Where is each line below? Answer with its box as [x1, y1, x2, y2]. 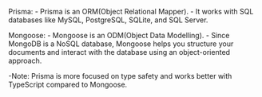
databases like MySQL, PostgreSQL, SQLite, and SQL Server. [8, 15, 208, 25]
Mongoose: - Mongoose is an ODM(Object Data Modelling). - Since [8, 31, 230, 40]
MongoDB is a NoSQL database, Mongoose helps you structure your [8, 39, 234, 48]
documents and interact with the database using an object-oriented [8, 48, 230, 56]
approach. [8, 56, 42, 65]
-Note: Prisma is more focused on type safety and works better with [8, 72, 232, 80]
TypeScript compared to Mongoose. [8, 80, 128, 89]
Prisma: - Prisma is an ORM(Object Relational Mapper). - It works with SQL [8, 7, 254, 16]
